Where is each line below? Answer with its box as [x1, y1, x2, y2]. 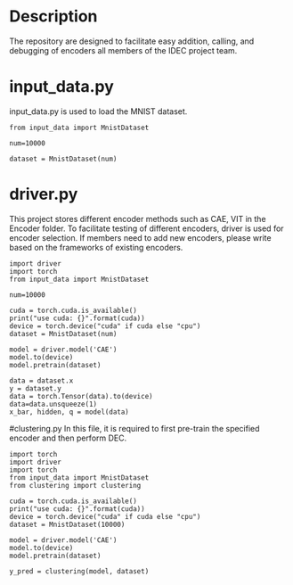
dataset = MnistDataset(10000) [9, 520, 126, 529]
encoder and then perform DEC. [9, 433, 127, 443]
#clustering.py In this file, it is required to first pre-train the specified [9, 423, 260, 433]
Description [9, 6, 98, 27]
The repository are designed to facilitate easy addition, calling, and [9, 36, 255, 46]
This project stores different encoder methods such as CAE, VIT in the [9, 213, 266, 224]
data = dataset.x [9, 376, 74, 385]
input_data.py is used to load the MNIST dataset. [9, 105, 188, 117]
